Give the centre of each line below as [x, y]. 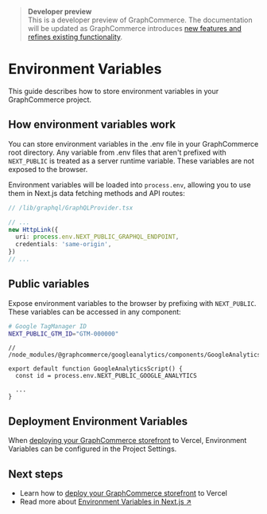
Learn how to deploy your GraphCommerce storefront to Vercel [124, 493]
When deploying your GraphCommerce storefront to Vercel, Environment [128, 441]
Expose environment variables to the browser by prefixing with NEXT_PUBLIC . [132, 303]
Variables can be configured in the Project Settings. [93, 449]
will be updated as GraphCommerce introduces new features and [135, 28]
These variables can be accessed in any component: [95, 312]
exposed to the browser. [48, 169]
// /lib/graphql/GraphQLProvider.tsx [71, 208]
